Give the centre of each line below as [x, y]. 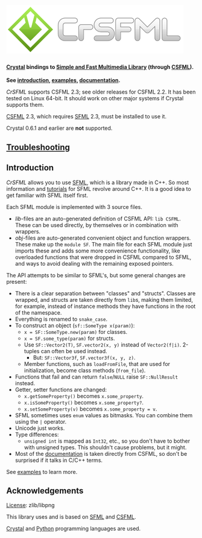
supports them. [25, 105]
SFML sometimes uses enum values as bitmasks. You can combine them [104, 415]
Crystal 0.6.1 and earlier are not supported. [59, 128]
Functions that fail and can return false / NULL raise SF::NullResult [96, 377]
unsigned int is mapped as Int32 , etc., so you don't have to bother [107, 441]
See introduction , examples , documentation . [63, 80]
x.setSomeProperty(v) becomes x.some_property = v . [90, 409]
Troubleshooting [38, 147]
